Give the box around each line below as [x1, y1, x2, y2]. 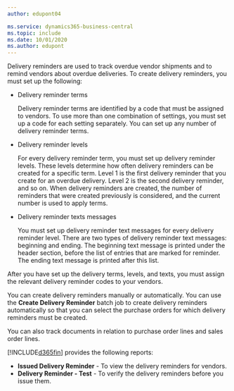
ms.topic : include [7, 30, 61, 37]
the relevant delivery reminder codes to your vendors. [7, 278, 163, 286]
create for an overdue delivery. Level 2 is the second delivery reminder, [17, 177, 224, 185]
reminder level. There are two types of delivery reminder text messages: [17, 234, 227, 242]
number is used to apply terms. [17, 199, 108, 208]
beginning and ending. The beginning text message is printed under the [17, 241, 226, 250]
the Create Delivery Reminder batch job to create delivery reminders [7, 299, 207, 307]
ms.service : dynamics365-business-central [7, 23, 134, 30]
